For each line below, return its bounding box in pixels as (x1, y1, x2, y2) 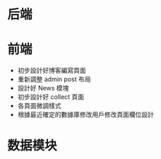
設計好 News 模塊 (17, 84, 69, 93)
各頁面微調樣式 (17, 102, 61, 110)
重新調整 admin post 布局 (17, 75, 91, 83)
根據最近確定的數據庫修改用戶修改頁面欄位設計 (17, 110, 154, 119)
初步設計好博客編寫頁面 (17, 66, 86, 75)
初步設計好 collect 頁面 (17, 93, 85, 101)
